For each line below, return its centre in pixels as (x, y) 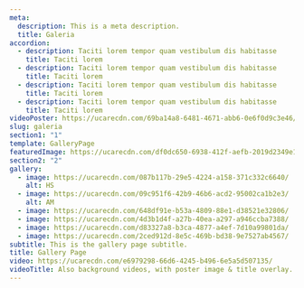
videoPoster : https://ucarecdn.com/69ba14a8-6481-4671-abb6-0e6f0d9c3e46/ (153, 118)
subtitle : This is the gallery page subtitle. (99, 245)
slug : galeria (36, 127)
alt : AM (40, 203)
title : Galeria (46, 34)
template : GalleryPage (52, 144)
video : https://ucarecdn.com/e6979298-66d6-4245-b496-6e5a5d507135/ (141, 261)
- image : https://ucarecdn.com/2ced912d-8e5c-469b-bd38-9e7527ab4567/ (153, 236)
